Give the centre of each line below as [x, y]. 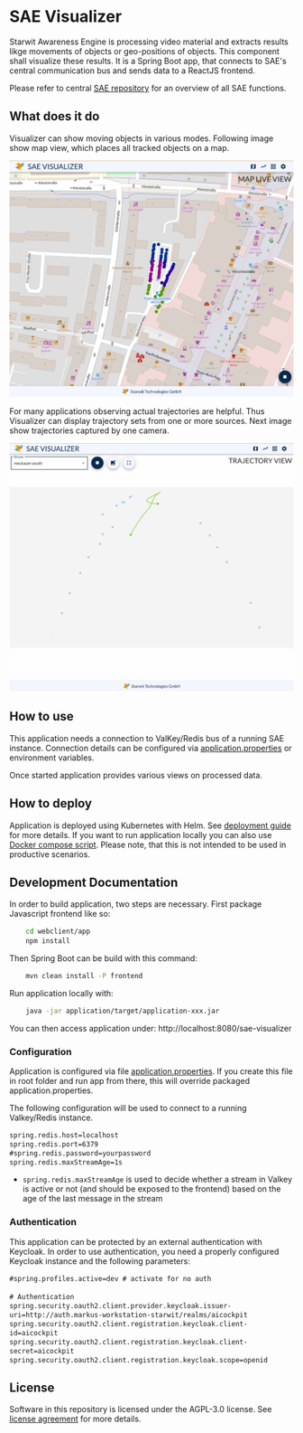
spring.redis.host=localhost [64, 1136]
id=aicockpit [34, 1333]
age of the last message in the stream [92, 1199]
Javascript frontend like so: [60, 914]
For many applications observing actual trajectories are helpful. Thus [137, 411]
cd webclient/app [58, 932]
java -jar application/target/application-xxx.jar [123, 1011]
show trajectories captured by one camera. [89, 430]
